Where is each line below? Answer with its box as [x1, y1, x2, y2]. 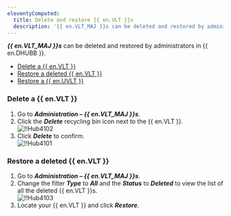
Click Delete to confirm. [16, 131, 85, 140]
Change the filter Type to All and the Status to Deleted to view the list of [16, 179, 223, 187]
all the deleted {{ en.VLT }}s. [16, 186, 98, 195]
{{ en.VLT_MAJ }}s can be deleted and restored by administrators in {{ [7, 42, 208, 50]
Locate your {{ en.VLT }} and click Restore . [16, 201, 140, 209]
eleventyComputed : [7, 10, 60, 17]
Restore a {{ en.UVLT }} [16, 77, 84, 85]
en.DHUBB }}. [7, 49, 46, 57]
